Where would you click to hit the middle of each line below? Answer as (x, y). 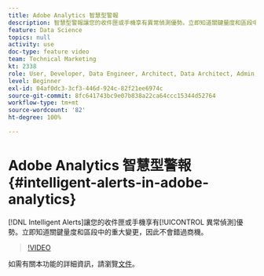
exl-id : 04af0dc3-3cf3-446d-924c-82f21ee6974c (86, 88)
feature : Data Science (45, 30)
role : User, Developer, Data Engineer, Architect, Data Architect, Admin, (133, 74)
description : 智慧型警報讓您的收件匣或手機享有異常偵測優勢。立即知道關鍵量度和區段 (130, 23)
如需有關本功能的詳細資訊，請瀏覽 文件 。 (73, 263)
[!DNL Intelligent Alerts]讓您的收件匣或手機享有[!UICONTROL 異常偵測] (123, 222)
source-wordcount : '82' (47, 111)
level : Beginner (35, 81)
